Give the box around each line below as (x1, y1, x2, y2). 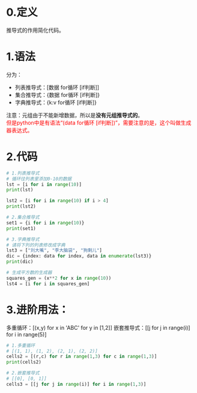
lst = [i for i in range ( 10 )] (6, 181, 82, 187)
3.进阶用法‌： (6, 303, 69, 317)
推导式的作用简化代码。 (6, 26, 64, 34)
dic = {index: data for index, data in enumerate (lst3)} (6, 253, 152, 259)
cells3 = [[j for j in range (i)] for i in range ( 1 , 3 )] (6, 381, 147, 387)
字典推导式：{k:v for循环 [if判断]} (14, 99, 97, 106)
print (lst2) (6, 203, 36, 209)
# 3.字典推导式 (6, 236, 40, 243)
